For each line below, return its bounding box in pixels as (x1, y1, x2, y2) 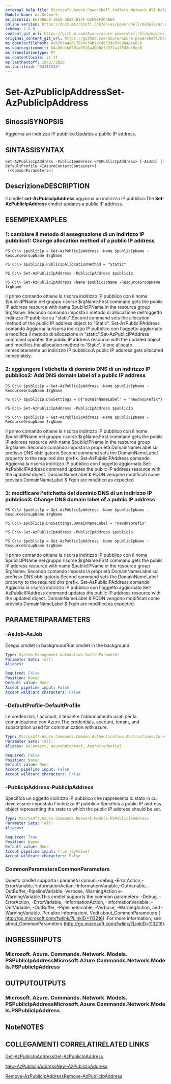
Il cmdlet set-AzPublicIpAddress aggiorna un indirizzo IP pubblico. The (5, 195, 154, 201)
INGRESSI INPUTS (5, 935, 62, 944)
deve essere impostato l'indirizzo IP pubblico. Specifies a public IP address (5, 801, 161, 807)
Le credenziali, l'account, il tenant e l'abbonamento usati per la (5, 714, 137, 720)
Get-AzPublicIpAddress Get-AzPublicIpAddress (5, 1053, 103, 1060)
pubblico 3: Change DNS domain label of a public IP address (5, 496, 155, 503)
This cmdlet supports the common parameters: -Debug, (41, 893, 158, 900)
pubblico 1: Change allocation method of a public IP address (5, 237, 155, 245)
